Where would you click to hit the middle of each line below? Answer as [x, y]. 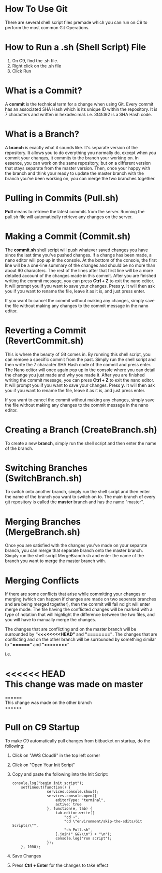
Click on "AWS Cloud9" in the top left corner [56, 755]
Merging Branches [43, 522]
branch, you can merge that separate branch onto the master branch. [74, 550]
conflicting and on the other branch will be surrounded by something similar [81, 639]
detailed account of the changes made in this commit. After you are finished [81, 275]
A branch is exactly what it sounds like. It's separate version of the [71, 147]
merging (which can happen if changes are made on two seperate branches [81, 599]
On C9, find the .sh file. [35, 60]
